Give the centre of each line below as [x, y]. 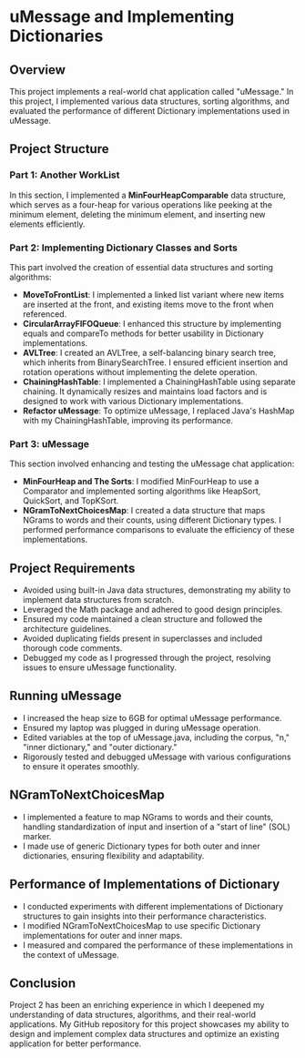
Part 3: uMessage [49, 443]
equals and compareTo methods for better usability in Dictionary [143, 333]
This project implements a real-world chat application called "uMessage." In [152, 92]
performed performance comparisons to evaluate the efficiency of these [158, 530]
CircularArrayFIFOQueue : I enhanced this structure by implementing [152, 323]
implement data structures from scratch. [98, 600]
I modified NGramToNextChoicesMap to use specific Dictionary [142, 925]
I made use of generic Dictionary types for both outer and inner [142, 846]
